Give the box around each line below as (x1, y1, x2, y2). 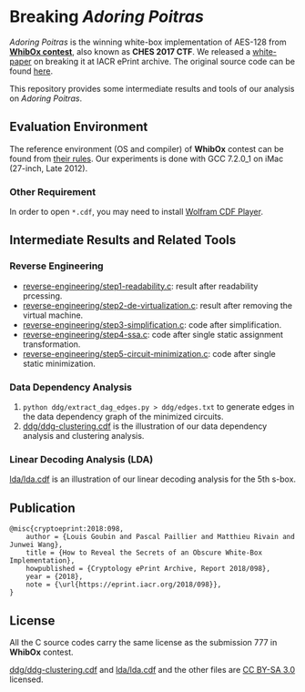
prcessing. (22, 290, 63, 301)
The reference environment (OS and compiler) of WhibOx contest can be (9, 143, 284, 154)
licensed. (9, 674, 44, 685)
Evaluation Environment (9, 119, 148, 135)
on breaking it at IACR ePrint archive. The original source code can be (33, 56, 296, 66)
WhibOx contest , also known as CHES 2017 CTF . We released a (9, 46, 251, 56)
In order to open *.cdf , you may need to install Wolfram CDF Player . (9, 207, 264, 218)
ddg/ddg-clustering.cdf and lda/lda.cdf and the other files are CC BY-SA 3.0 (9, 664, 296, 675)
